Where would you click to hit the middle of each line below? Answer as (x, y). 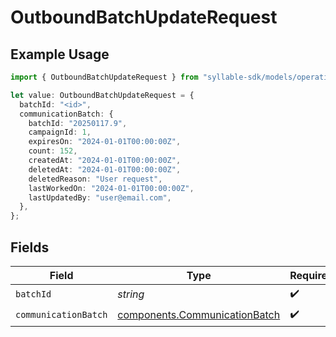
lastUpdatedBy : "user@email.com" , (100, 197)
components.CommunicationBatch (199, 315)
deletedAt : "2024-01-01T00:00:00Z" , (105, 169)
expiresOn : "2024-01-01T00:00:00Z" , (105, 142)
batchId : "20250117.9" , (78, 123)
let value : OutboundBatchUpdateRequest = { (102, 95)
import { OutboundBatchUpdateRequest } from (104, 77)
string (131, 294)
